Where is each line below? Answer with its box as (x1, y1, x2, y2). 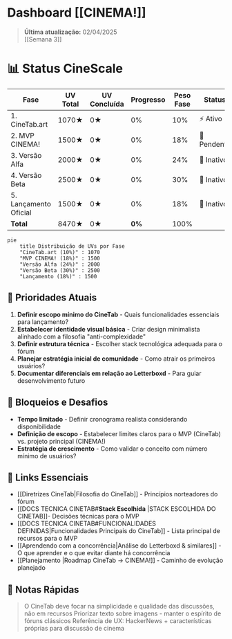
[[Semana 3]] (23, 35, 62, 43)
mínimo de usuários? (17, 451, 77, 460)
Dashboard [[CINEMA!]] (7, 5, 146, 21)
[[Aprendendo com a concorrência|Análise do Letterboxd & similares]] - (17, 541, 222, 550)
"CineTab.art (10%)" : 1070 (19, 249, 100, 255)
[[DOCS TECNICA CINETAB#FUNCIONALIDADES (17, 519, 157, 528)
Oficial (10, 208, 32, 217)
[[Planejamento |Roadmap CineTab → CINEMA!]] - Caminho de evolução (17, 556, 224, 565)
